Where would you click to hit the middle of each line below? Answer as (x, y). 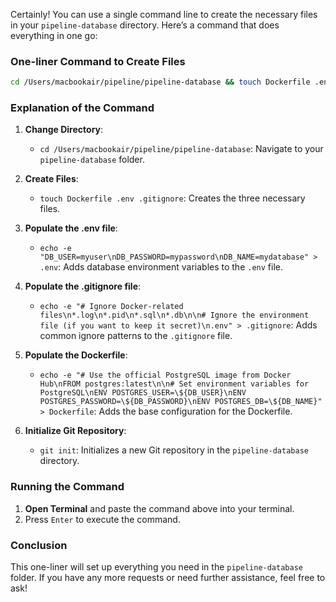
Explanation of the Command (82, 108)
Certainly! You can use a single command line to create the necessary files (164, 14)
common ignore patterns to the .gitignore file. (136, 336)
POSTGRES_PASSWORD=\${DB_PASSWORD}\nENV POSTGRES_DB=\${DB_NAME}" (181, 402)
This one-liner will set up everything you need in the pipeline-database (156, 567)
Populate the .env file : (71, 228)
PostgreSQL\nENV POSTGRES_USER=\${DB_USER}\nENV (143, 393)
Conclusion (39, 545)
